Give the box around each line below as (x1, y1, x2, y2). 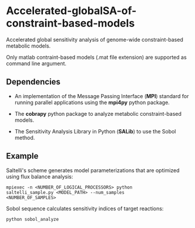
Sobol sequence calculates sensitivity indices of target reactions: (6, 204, 164, 212)
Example (6, 151, 39, 161)
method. (14, 134, 35, 141)
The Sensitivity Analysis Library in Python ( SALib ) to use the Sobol (14, 128, 176, 135)
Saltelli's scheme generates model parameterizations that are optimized (6, 166, 180, 174)
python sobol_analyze (6, 216, 59, 222)
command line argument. (6, 60, 66, 67)
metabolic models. (6, 42, 51, 49)
